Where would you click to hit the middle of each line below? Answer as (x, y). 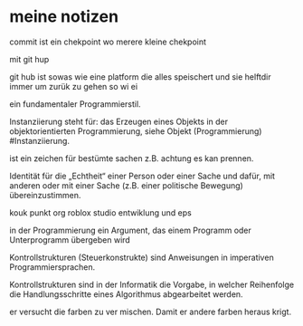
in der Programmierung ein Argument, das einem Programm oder (130, 230)
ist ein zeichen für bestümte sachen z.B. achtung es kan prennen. (132, 158)
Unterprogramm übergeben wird (70, 240)
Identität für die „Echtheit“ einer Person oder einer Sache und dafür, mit (142, 176)
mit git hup (29, 59)
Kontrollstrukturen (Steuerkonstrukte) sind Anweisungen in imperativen (142, 257)
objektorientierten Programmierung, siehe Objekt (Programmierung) (136, 131)
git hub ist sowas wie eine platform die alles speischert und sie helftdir (140, 77)
